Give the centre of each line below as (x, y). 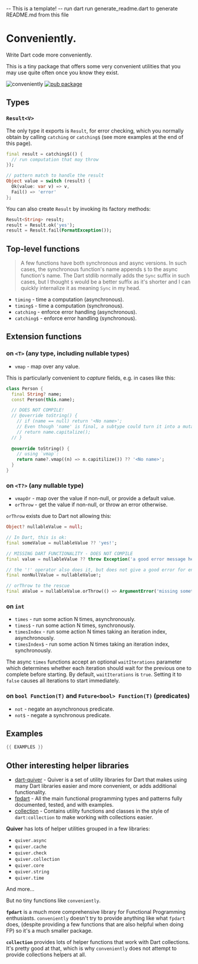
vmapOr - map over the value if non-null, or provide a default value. (95, 498)
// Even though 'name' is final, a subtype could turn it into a (99, 427)
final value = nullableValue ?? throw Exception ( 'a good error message (96, 559)
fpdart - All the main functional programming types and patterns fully (98, 798)
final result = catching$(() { (44, 154)
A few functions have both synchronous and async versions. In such (103, 263)
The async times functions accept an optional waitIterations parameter (94, 662)
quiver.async (31, 841)
